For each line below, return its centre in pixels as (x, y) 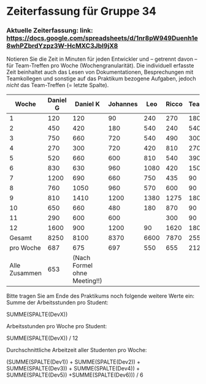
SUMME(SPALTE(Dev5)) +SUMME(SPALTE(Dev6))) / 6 (75, 375)
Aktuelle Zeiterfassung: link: (50, 31)
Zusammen (25, 273)
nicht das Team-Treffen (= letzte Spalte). (58, 85)
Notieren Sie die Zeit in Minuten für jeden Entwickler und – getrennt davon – (102, 59)
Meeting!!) (87, 281)
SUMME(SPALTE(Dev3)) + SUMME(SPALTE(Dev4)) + (73, 369)
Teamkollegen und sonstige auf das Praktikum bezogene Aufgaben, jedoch (101, 79)
